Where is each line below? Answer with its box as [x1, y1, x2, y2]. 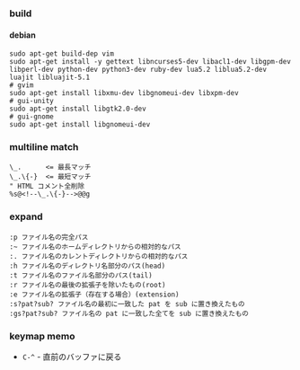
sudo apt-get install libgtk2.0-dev [9, 104, 146, 114]
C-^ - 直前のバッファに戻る [22, 351, 122, 362]
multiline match [9, 141, 79, 154]
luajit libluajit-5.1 [9, 73, 91, 83]
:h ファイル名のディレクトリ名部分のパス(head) [9, 261, 166, 270]
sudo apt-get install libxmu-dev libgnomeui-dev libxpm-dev [9, 89, 240, 98]
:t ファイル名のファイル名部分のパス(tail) [9, 270, 153, 280]
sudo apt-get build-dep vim [9, 49, 115, 58]
